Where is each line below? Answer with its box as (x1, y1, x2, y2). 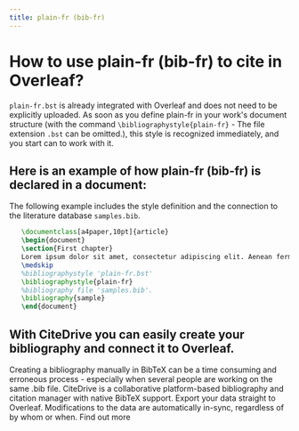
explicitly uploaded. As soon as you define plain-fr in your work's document (9, 109, 287, 120)
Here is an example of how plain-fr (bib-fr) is (9, 163, 262, 178)
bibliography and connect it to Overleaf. (9, 340, 235, 356)
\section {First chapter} (20, 244, 114, 254)
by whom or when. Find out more (9, 411, 131, 422)
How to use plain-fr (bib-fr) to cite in (9, 51, 283, 71)
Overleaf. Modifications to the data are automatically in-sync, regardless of (9, 402, 285, 412)
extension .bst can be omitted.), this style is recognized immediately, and (9, 128, 279, 139)
